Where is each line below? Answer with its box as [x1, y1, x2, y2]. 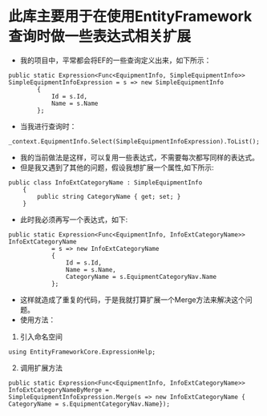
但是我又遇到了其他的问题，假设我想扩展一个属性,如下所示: [19, 162, 214, 172]
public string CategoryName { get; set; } [37, 192, 181, 200]
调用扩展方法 [19, 362, 63, 373]
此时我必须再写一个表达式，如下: [19, 214, 128, 224]
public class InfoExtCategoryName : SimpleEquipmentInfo [8, 178, 203, 187]
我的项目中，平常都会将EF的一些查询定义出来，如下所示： [19, 55, 212, 65]
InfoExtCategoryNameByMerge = [8, 386, 110, 394]
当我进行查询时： [19, 121, 77, 131]
